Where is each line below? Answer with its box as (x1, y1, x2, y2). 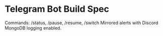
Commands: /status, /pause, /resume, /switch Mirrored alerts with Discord (5, 20, 158, 26)
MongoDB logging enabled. (5, 25, 61, 31)
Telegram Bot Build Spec (5, 3, 109, 15)
